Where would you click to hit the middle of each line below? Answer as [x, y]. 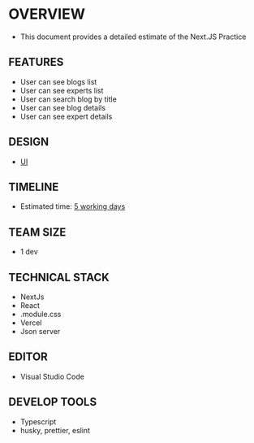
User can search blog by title [69, 99]
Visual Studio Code [52, 376]
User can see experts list [62, 90]
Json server [40, 331]
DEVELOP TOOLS [53, 402]
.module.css [41, 314]
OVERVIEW [47, 14]
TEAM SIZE [37, 232]
